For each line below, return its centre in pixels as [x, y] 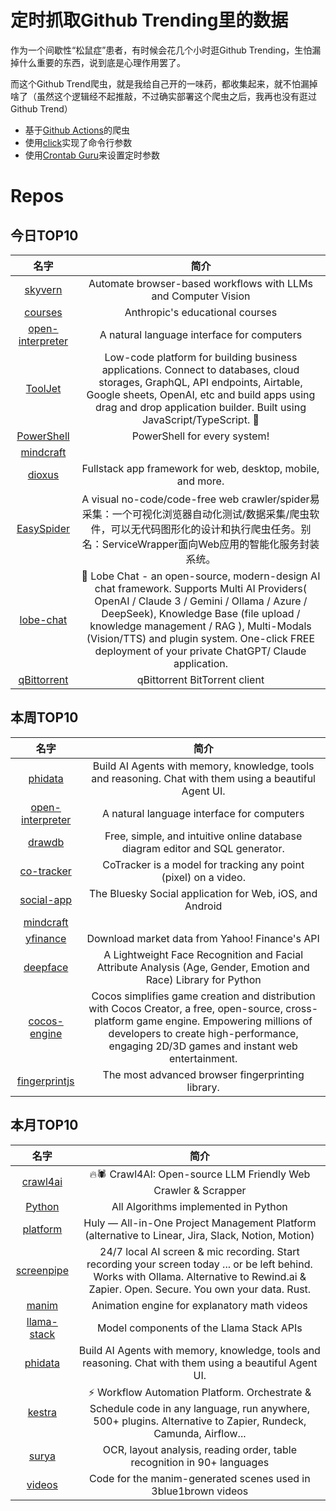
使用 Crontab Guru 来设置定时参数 [92, 155]
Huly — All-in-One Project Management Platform [200, 1223]
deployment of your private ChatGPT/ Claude [200, 651]
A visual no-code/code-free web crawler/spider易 [200, 499]
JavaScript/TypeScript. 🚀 [200, 419]
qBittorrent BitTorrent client [200, 679]
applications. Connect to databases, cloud [200, 369]
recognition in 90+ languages [200, 1462]
